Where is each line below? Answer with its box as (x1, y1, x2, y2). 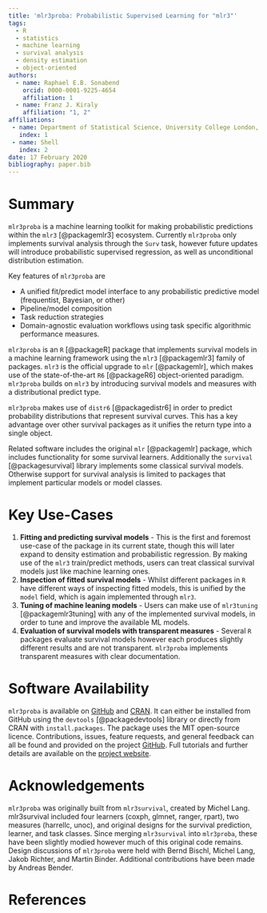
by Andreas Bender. (8, 863, 74, 872)
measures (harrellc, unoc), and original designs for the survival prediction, (8, 820, 253, 830)
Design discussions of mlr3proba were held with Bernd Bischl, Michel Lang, (8, 846, 256, 855)
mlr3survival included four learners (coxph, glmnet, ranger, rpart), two (8, 811, 240, 821)
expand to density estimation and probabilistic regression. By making (19, 549, 248, 559)
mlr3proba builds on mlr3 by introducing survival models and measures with (8, 379, 257, 388)
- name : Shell (11, 138, 59, 147)
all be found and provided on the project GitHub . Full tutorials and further (8, 740, 249, 750)
